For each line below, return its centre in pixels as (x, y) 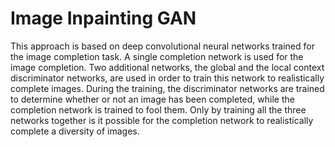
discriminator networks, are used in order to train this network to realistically (167, 78)
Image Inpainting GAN (103, 18)
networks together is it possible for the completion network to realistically (162, 120)
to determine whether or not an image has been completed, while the (152, 99)
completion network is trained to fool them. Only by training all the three (158, 109)
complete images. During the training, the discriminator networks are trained (167, 88)
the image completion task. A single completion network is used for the (157, 56)
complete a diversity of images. (75, 131)
